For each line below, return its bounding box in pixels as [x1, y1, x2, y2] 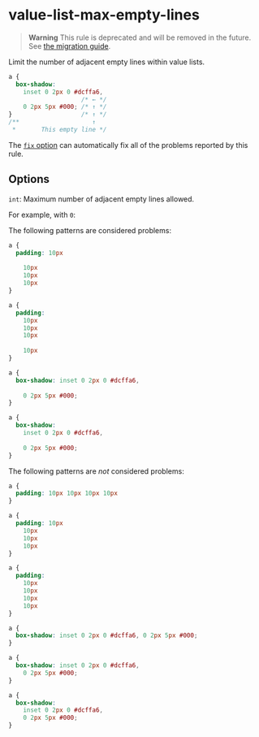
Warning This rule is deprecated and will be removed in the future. [28, 33, 252, 42]
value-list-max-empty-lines [8, 6, 201, 24]
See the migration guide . [28, 41, 111, 50]
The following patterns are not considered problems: [8, 466, 184, 476]
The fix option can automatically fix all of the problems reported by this [8, 140, 248, 150]
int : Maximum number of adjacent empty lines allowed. [8, 193, 195, 204]
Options [8, 172, 50, 186]
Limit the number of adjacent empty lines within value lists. [8, 57, 205, 67]
